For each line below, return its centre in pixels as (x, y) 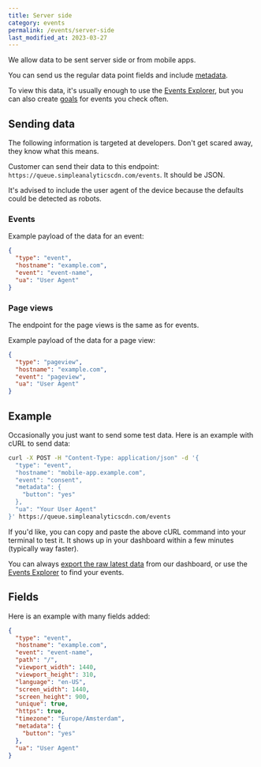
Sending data (41, 124)
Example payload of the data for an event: (76, 236)
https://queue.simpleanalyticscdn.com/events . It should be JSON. (117, 175)
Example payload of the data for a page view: (82, 340)
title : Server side (40, 15)
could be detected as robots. (55, 199)
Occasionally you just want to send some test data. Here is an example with (131, 434)
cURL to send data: (39, 443)
